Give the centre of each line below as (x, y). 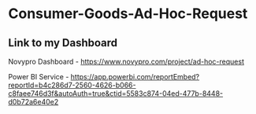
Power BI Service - (39, 77)
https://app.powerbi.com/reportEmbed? (135, 77)
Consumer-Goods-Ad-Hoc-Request (128, 14)
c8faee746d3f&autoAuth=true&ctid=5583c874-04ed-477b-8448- (115, 94)
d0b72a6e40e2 (33, 102)
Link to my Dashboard (63, 43)
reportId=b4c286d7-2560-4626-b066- (72, 85)
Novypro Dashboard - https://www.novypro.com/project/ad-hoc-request (126, 61)
